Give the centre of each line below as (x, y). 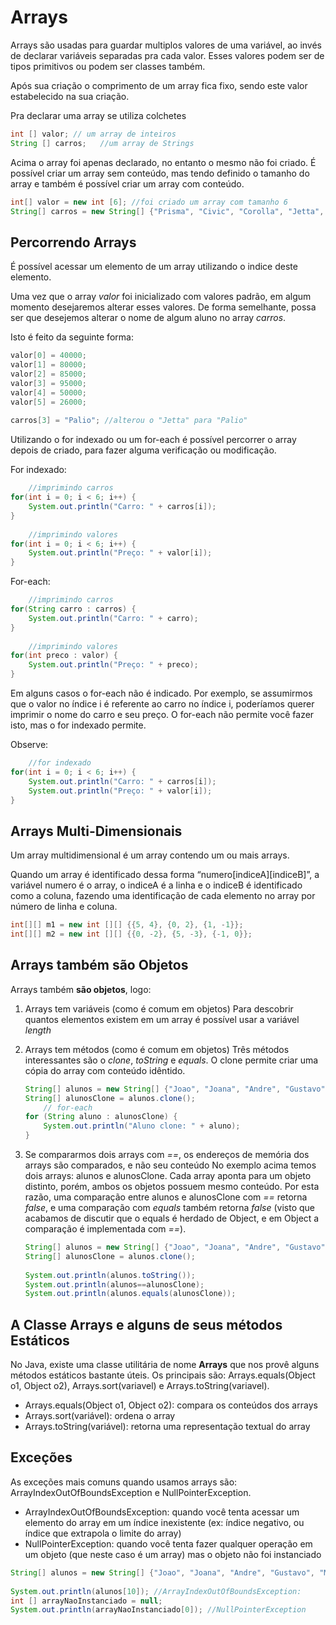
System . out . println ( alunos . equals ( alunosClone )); (130, 1294)
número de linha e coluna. (64, 907)
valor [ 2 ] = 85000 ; (48, 374)
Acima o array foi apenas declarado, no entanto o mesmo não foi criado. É (163, 162)
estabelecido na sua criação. (70, 96)
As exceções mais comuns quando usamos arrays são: (124, 1482)
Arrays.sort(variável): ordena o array (100, 1416)
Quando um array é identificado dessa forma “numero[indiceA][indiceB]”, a (165, 875)
